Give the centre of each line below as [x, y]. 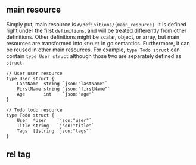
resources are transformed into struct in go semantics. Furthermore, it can [98, 43]
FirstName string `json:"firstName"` [64, 89]
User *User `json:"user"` [55, 120]
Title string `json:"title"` [56, 126]
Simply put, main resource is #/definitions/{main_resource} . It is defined [96, 24]
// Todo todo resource [34, 110]
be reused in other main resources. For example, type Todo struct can [93, 50]
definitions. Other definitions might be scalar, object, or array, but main [93, 37]
